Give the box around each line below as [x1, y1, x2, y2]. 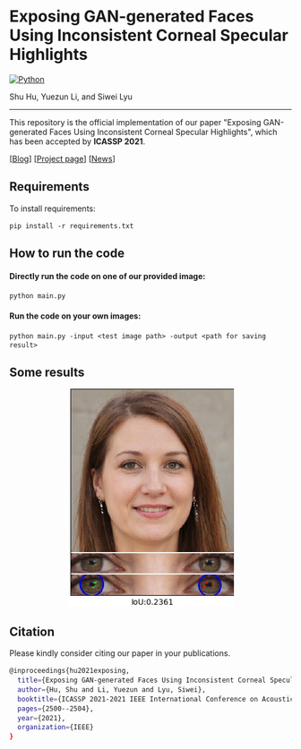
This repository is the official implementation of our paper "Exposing [9, 116, 262, 127]
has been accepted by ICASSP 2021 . [9, 136, 146, 147]
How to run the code [9, 246, 125, 261]
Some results [9, 364, 85, 379]
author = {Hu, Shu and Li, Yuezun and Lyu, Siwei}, [17, 685, 206, 694]
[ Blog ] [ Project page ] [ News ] [9, 153, 116, 164]
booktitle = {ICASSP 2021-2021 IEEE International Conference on [17, 694, 258, 703]
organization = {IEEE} [17, 723, 94, 732]
